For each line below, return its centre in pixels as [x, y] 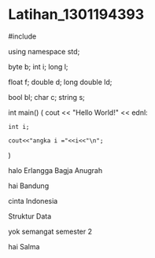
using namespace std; [44, 51]
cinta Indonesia [33, 201]
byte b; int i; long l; [38, 66]
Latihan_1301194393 [76, 15]
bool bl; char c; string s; [46, 97]
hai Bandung [29, 186]
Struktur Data [30, 216]
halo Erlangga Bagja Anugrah [55, 170]
